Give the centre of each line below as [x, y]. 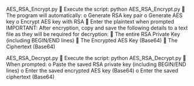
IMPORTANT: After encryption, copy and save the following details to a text [97, 28]
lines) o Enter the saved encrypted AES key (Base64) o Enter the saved [92, 70]
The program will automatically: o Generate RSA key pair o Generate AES [94, 15]
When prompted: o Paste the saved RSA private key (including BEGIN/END [96, 64]
